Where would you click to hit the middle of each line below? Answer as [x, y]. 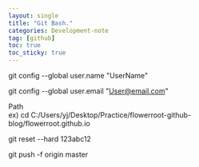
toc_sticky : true [37, 53]
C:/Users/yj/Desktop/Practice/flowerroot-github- [111, 115]
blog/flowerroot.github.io [49, 123]
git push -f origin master [48, 154]
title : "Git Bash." [41, 23]
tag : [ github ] [32, 38]
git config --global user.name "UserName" [78, 76]
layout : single [34, 16]
